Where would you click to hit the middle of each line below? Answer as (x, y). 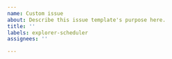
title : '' (21, 26)
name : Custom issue (35, 13)
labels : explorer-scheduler (48, 33)
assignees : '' (28, 39)
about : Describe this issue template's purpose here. (87, 20)
